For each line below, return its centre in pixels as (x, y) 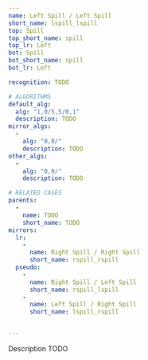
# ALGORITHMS (30, 97)
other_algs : (28, 156)
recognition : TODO (39, 82)
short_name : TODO (51, 222)
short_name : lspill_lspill (53, 23)
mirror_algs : (30, 126)
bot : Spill (26, 53)
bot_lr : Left (30, 68)
